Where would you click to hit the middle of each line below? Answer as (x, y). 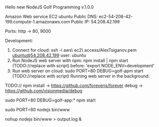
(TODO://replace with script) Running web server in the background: (81, 76)
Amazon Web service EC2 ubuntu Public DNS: (51, 16)
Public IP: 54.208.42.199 (95, 22)
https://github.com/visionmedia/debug (44, 91)
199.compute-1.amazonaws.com (38, 22)
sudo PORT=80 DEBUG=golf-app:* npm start (50, 100)
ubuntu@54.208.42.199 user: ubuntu (49, 55)
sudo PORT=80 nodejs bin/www (38, 110)
